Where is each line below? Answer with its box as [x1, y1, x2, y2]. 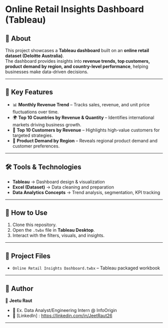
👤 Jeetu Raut [5, 297, 32, 304]
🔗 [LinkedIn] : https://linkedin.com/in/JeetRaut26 [12, 312, 112, 319]
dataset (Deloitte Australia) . [5, 53, 64, 59]
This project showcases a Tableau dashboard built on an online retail [5, 48, 149, 53]
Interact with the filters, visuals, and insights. [12, 232, 105, 239]
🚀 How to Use [5, 209, 47, 217]
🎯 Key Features [5, 88, 53, 96]
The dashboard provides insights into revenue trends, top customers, [5, 58, 150, 64]
